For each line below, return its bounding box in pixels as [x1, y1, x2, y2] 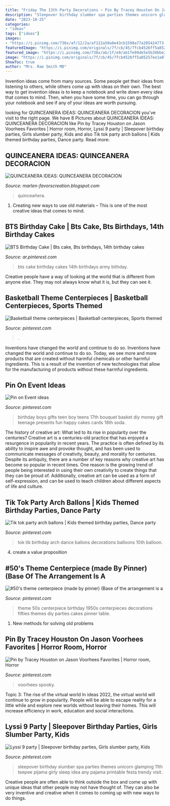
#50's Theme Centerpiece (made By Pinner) [5, 564, 148, 573]
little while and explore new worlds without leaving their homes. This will [5, 702, 156, 708]
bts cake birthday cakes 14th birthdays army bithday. [17, 263, 128, 270]
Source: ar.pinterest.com [5, 254, 57, 260]
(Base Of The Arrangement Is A [5, 572, 106, 580]
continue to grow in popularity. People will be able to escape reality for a [5, 697, 156, 703]
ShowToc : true [5, 59, 35, 65]
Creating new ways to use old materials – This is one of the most [12, 202, 148, 208]
